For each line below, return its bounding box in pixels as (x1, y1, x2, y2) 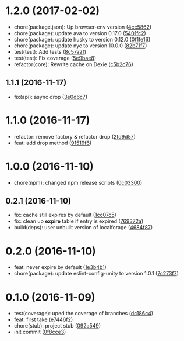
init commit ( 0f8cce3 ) (13, 329, 66, 336)
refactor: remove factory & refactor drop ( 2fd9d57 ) (13, 133, 136, 140)
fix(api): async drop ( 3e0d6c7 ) (13, 93, 88, 100)
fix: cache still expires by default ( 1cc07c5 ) (13, 212, 117, 219)
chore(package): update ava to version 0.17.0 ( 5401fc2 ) (13, 29, 146, 36)
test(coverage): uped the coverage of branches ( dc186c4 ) (13, 310, 154, 317)
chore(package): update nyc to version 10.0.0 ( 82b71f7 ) (13, 42, 147, 49)
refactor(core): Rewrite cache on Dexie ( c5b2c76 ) (13, 60, 133, 68)
